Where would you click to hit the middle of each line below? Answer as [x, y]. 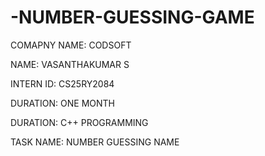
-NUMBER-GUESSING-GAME [132, 17]
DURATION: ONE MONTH [62, 103]
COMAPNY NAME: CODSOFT [71, 45]
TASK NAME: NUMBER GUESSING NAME [95, 142]
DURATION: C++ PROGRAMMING [79, 122]
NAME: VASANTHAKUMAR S [70, 64]
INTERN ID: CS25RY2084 [62, 83]
